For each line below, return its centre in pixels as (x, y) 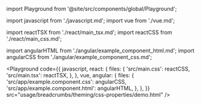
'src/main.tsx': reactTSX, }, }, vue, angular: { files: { (70, 75)
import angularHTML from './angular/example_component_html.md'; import (100, 50)
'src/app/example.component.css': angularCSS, (66, 82)
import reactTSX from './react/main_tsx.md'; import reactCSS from (89, 32)
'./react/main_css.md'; (34, 39)
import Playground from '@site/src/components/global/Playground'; (92, 9)
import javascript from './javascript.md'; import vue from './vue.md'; (91, 20)
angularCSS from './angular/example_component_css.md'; (79, 57)
